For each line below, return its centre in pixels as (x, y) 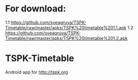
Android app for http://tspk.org (37, 72)
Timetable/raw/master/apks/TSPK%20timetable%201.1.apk (66, 27)
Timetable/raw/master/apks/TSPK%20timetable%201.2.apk (67, 38)
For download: (36, 9)
